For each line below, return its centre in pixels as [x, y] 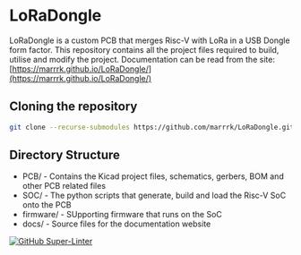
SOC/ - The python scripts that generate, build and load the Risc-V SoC [154, 195]
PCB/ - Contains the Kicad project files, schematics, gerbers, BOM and [153, 176]
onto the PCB [47, 205]
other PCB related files [64, 186]
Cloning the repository [73, 107]
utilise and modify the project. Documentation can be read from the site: [142, 59]
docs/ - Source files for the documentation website [116, 224]
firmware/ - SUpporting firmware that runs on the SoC [122, 215]
